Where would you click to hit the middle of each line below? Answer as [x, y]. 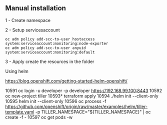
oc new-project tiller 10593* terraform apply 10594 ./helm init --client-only [82, 96]
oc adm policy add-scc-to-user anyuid [45, 48]
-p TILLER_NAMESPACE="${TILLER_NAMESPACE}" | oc [93, 111]
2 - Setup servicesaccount [32, 30]
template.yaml [20, 111]
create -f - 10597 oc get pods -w [39, 117]
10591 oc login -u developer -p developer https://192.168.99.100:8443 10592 [84, 90]
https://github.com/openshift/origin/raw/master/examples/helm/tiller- [76, 106]
